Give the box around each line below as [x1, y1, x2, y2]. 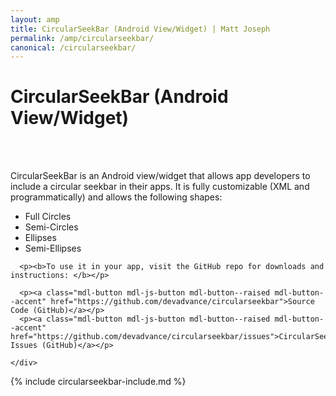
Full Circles [24, 211, 72, 223]
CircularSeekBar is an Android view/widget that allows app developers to [10, 170, 311, 182]
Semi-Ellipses [24, 242, 82, 255]
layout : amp [10, 14, 60, 25]
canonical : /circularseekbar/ [10, 42, 137, 53]
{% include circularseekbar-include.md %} [10, 376, 187, 388]
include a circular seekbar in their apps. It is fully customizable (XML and [10, 181, 310, 193]
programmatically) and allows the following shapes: [10, 191, 223, 203]
